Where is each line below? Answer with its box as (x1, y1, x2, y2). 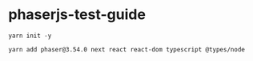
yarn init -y (8, 32, 52, 40)
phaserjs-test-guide (8, 6, 147, 24)
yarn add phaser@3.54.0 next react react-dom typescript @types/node (8, 45, 246, 53)
